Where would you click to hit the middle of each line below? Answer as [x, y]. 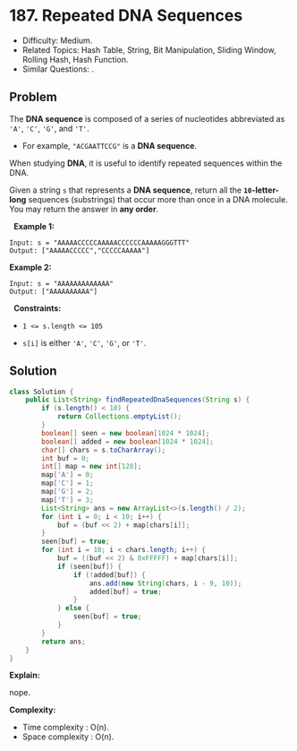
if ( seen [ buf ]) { [89, 566]
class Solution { [42, 392]
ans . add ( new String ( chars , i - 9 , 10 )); [165, 583]
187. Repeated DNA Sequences [126, 16]
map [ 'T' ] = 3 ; [68, 500]
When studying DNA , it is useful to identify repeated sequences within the [146, 163]
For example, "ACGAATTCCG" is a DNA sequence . [110, 145]
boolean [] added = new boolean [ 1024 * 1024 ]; [128, 441]
